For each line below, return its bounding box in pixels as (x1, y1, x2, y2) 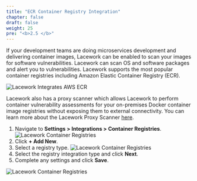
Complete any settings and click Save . (14, 157, 109, 164)
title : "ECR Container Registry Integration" (6, 8, 120, 15)
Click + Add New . (14, 138, 58, 145)
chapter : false (6, 14, 44, 20)
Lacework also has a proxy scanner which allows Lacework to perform (6, 95, 179, 102)
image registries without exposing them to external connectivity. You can (6, 108, 185, 115)
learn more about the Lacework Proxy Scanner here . (6, 114, 135, 121)
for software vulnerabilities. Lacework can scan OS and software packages (6, 60, 190, 67)
